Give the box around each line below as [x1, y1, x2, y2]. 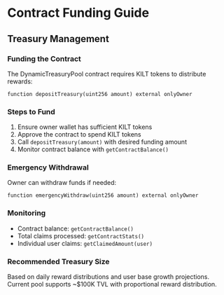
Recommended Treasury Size [7, 256, 110, 266]
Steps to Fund [7, 107, 56, 116]
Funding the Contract [7, 54, 82, 64]
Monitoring [7, 208, 46, 218]
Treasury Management [7, 33, 110, 45]
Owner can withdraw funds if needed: [7, 179, 117, 187]
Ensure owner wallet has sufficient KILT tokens [17, 123, 153, 131]
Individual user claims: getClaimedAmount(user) [17, 239, 153, 247]
